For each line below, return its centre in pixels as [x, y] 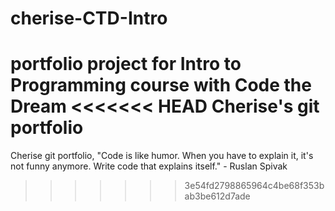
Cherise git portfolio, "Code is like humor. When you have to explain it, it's [162, 156]
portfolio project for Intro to [126, 64]
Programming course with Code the [161, 85]
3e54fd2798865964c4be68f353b [254, 186]
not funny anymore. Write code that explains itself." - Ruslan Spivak [149, 166]
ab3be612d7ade [217, 196]
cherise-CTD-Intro [89, 18]
